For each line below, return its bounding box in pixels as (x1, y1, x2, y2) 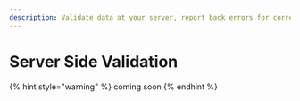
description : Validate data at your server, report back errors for (9, 13, 270, 22)
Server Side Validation (9, 51, 179, 72)
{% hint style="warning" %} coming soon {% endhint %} (9, 81, 219, 92)
